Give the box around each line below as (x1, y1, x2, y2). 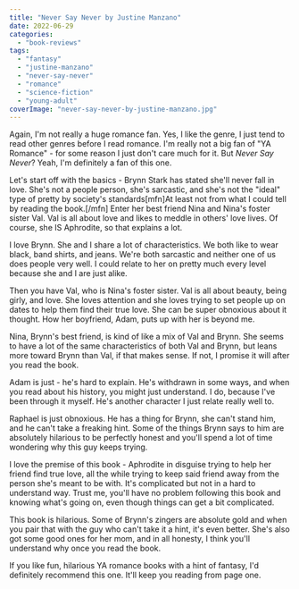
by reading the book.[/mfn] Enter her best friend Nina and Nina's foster (9, 203, 270, 215)
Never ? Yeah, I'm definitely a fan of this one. (9, 157, 172, 168)
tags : (9, 46, 29, 55)
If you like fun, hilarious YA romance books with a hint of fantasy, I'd (9, 560, 260, 571)
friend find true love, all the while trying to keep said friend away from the (9, 468, 279, 479)
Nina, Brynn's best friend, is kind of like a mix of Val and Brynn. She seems (9, 332, 284, 342)
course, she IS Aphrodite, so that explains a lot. (9, 223, 183, 233)
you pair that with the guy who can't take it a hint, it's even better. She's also (9, 524, 290, 534)
